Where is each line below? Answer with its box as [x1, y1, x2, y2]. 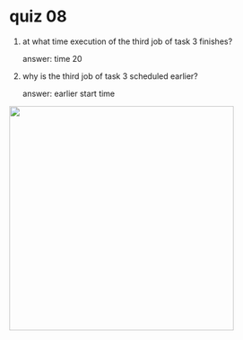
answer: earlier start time [22, 88, 116, 99]
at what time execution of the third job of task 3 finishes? [22, 36, 233, 47]
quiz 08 [9, 6, 67, 27]
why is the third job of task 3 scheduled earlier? [22, 70, 199, 82]
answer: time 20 [22, 53, 82, 64]
